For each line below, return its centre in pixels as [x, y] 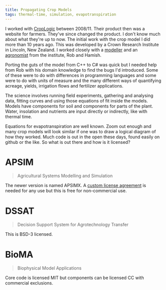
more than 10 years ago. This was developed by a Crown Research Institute [82, 44]
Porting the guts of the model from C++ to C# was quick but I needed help [81, 65]
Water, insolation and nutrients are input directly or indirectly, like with [76, 111]
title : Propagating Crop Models [38, 10]
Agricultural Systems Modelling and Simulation [65, 176]
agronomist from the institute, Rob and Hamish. [53, 55]
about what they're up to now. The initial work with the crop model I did [78, 39]
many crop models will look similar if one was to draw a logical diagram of [81, 131]
